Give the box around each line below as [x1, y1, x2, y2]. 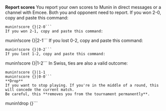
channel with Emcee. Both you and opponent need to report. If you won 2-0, [5, 9, 162, 15]
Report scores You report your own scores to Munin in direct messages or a [5, 4, 162, 10]
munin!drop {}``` [5, 101, 38, 106]
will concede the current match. [5, 87, 75, 92]
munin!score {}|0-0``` [5, 74, 52, 79]
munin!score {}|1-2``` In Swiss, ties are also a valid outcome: [5, 60, 128, 66]
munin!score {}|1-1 [5, 70, 46, 75]
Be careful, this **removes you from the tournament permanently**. [5, 92, 150, 97]
